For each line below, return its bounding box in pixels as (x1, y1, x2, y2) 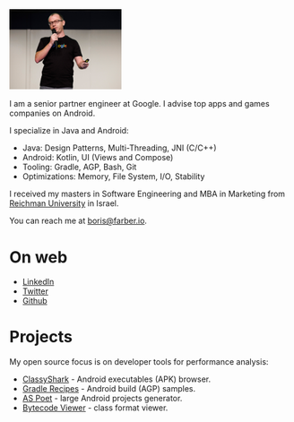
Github (22, 296, 48, 306)
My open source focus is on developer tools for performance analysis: (9, 357, 269, 367)
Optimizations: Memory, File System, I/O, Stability (22, 171, 205, 182)
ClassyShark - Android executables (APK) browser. (22, 374, 212, 384)
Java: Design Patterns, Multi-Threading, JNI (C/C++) (22, 142, 217, 153)
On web (9, 246, 68, 267)
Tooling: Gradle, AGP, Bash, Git (22, 161, 137, 173)
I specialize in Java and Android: (9, 125, 129, 136)
